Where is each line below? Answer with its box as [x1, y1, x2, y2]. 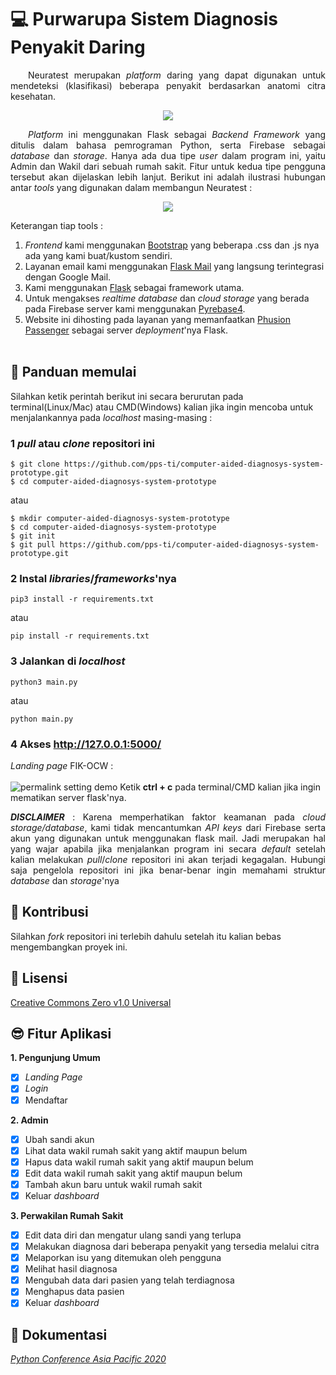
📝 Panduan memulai [10, 364, 137, 381]
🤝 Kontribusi [10, 904, 89, 921]
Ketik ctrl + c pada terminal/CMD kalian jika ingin [119, 781, 321, 793]
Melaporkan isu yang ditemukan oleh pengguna [24, 1252, 222, 1264]
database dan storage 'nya [10, 874, 120, 886]
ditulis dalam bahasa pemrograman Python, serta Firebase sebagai [10, 139, 326, 151]
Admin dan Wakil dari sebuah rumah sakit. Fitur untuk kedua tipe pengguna [10, 160, 326, 172]
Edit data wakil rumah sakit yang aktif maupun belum [24, 1167, 243, 1179]
